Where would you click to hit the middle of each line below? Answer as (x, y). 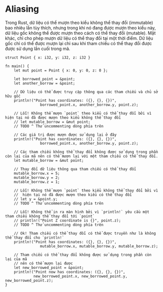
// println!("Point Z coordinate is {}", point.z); (67, 220)
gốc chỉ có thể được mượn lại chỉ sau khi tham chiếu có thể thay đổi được (79, 43)
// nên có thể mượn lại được (43, 263)
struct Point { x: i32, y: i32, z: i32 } (48, 57)
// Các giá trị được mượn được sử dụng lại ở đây (65, 135)
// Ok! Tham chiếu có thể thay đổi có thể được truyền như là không (85, 233)
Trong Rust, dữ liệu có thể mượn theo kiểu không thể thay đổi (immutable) (79, 23)
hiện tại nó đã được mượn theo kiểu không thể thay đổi (63, 118)
